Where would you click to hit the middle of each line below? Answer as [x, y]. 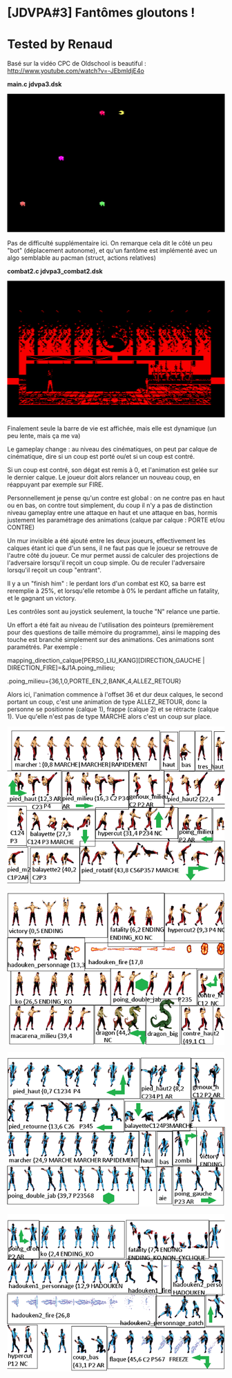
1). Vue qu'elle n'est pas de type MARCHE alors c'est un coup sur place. [109, 717]
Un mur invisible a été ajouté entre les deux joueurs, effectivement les [106, 541]
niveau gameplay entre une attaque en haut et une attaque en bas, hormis [112, 513]
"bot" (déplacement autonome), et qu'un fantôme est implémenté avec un [112, 250]
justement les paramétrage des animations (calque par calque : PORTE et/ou [116, 520]
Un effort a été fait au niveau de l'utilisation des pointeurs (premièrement [110, 625]
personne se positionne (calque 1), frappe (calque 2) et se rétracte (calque [113, 709]
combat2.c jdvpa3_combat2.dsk [55, 271]
